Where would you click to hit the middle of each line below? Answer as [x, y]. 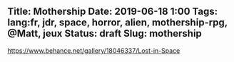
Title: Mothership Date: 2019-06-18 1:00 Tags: [113, 12]
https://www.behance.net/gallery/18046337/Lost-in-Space [94, 50]
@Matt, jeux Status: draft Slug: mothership [105, 33]
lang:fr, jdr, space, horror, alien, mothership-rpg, [118, 23]
